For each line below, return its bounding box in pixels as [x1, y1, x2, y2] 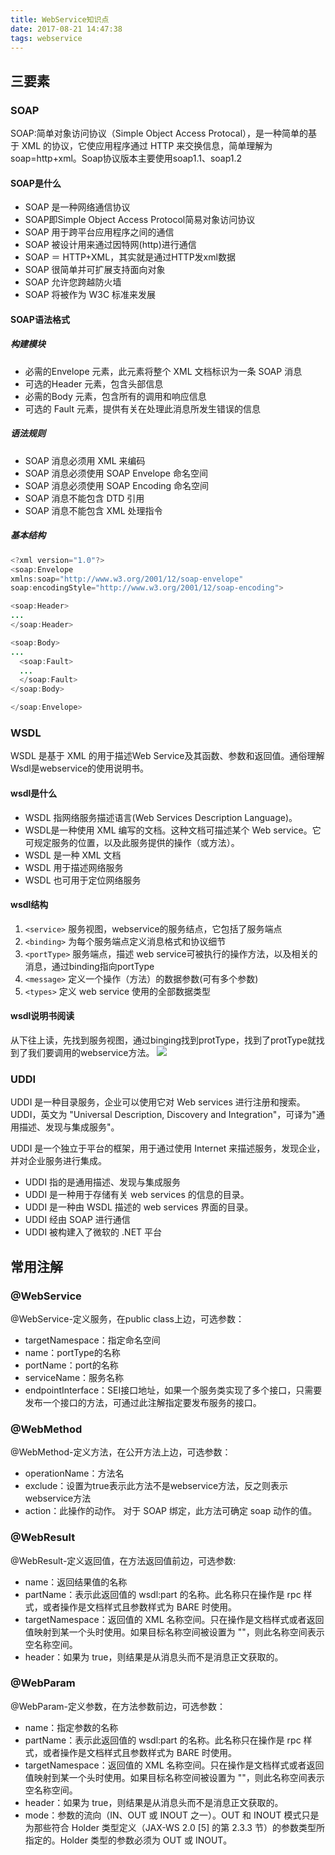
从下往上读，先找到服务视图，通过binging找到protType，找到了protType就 [10, 1034, 317, 1046]
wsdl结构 [10, 899, 49, 911]
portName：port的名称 [24, 1359, 119, 1371]
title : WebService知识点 [10, 14, 110, 25]
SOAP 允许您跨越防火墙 [24, 276, 122, 288]
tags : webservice [10, 33, 83, 43]
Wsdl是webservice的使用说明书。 [10, 762, 150, 775]
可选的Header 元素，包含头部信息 [24, 377, 164, 390]
